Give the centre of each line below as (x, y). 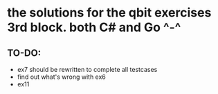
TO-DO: (24, 53)
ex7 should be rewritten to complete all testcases (87, 69)
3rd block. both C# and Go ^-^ (94, 27)
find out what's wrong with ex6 (61, 77)
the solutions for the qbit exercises (109, 13)
